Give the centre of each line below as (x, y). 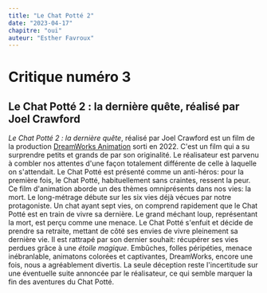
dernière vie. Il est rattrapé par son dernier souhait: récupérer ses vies (124, 240)
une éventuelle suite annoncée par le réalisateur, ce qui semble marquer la (130, 273)
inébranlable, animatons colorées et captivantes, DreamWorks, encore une (131, 256)
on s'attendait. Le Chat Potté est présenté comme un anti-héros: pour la (126, 172)
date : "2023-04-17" (41, 23)
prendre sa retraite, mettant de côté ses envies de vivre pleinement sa (123, 231)
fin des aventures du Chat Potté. (61, 282)
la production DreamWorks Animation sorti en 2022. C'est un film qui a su (129, 146)
